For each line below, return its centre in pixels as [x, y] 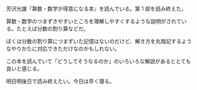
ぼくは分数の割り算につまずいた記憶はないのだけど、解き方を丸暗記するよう [99, 41]
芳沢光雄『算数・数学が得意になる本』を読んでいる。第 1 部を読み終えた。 [96, 9]
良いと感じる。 [24, 69]
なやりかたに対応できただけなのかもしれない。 [63, 49]
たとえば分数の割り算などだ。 [52, 29]
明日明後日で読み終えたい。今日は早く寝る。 [60, 81]
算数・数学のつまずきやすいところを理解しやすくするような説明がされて [94, 21]
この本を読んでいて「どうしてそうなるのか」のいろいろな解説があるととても [98, 61]
